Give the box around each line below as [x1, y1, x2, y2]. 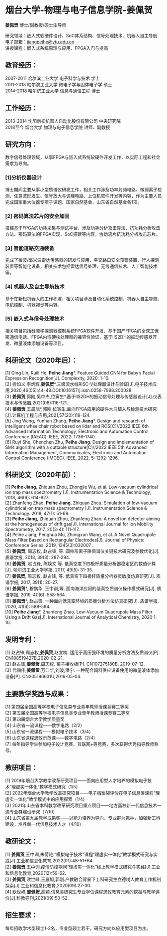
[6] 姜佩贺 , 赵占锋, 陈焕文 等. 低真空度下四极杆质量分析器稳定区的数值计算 [5, 561, 156, 566]
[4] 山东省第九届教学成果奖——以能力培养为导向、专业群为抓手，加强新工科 [5, 815, 161, 821]
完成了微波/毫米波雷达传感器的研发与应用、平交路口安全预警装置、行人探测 [5, 257, 160, 263]
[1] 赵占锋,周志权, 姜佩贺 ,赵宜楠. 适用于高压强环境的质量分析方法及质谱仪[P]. [5, 649, 160, 656]
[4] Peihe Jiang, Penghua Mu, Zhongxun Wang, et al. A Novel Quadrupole [5, 532, 156, 538]
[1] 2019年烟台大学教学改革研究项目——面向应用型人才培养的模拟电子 [5, 777, 148, 783]
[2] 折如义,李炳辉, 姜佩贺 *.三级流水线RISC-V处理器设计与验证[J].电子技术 [5, 381, 153, 387]
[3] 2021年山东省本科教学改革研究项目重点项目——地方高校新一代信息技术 [5, 802, 158, 808]
